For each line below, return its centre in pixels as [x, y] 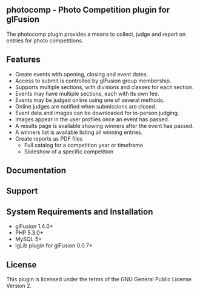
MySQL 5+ [28, 239]
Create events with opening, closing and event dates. [82, 74]
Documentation [36, 171]
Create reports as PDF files [49, 138]
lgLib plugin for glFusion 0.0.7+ [54, 246]
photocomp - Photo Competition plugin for [88, 10]
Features [23, 60]
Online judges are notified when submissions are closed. [86, 106]
